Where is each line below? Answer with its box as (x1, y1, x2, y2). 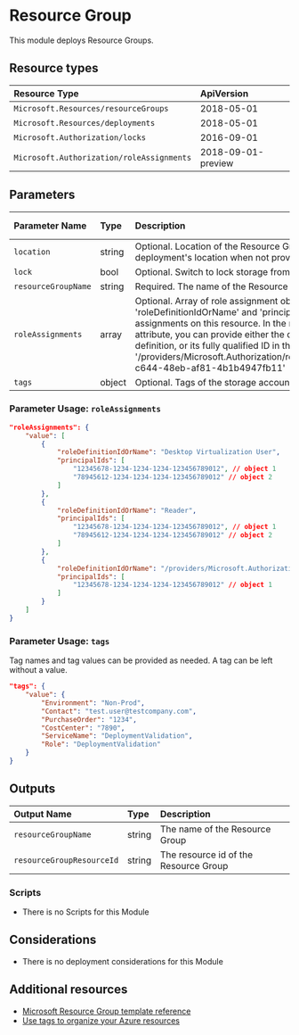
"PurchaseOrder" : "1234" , (41, 715, 138, 724)
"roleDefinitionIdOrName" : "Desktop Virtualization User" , (56, 448, 280, 457)
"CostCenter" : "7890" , (41, 724, 125, 733)
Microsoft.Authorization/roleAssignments (13, 153, 192, 162)
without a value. (9, 665, 69, 675)
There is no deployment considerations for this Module (21, 956, 224, 966)
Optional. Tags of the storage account (134, 376, 294, 388)
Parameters (9, 187, 76, 203)
